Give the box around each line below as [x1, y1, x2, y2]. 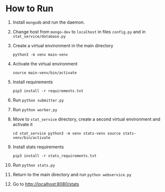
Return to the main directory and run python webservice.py [12, 171, 132, 177]
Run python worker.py [12, 106, 57, 112]
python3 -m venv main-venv [12, 52, 68, 57]
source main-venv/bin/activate [12, 70, 77, 75]
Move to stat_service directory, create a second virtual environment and [12, 116, 161, 122]
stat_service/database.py [12, 34, 66, 39]
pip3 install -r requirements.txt [12, 88, 83, 94]
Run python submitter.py [12, 97, 64, 103]
